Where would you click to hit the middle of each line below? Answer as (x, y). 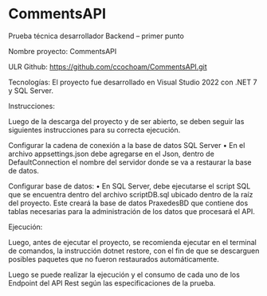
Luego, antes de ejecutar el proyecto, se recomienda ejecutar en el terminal (132, 242)
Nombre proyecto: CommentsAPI (63, 51)
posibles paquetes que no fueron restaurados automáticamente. (114, 259)
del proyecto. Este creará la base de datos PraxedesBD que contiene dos (128, 203)
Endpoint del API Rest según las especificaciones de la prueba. (112, 282)
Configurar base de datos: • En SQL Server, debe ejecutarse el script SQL (130, 186)
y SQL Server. (31, 90)
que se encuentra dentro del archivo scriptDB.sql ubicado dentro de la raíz (131, 194)
